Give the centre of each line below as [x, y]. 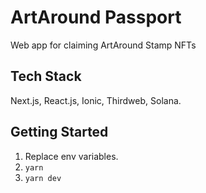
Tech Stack [46, 76]
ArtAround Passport [96, 17]
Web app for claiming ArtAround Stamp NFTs [103, 45]
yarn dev [43, 178]
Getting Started [59, 132]
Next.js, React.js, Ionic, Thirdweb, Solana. [96, 100]
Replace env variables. [71, 156]
